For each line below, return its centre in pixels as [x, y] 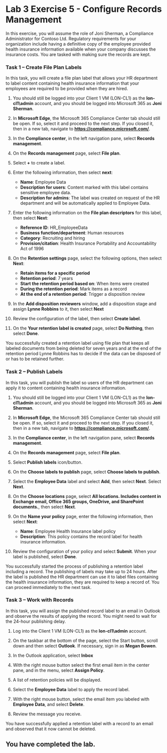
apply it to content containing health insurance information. [66, 388]
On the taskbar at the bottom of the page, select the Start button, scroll [85, 641]
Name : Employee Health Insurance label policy [68, 531]
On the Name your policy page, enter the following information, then [83, 516]
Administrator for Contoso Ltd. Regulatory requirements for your [71, 39]
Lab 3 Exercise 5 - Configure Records [84, 9]
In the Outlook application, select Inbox [53, 655]
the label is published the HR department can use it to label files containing [82, 577]
